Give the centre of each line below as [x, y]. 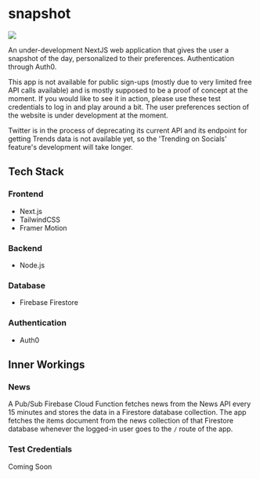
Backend [25, 248]
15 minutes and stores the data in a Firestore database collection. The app [127, 412]
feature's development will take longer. [70, 147]
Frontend [26, 194]
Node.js [32, 265]
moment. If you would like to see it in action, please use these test [114, 98]
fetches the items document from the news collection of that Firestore [121, 421]
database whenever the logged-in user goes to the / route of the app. [121, 429]
